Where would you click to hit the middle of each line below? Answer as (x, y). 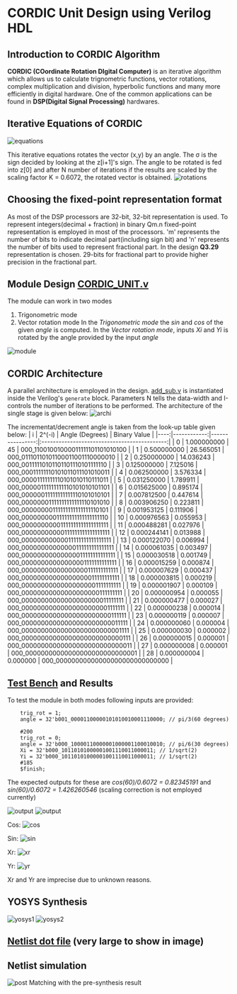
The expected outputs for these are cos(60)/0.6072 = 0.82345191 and (109, 783)
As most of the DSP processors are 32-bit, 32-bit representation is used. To (118, 216)
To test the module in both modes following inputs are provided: (100, 700)
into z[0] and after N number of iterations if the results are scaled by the (112, 170)
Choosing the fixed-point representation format (115, 200)
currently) (22, 797)
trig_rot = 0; (41, 738)
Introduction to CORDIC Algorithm (84, 54)
